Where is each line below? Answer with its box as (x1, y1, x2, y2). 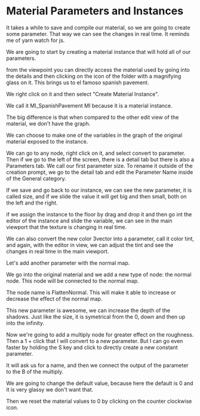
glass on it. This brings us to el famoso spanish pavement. (6, 79, 149, 86)
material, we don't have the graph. (6, 120, 91, 127)
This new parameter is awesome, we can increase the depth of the (6, 307, 171, 314)
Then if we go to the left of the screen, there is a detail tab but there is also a (6, 155, 195, 163)
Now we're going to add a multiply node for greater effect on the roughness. (6, 331, 194, 338)
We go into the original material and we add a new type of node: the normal (6, 271, 192, 278)
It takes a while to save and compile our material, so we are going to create (6, 24, 190, 31)
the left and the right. (6, 199, 58, 206)
